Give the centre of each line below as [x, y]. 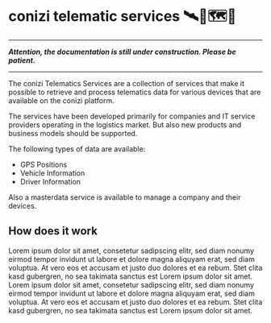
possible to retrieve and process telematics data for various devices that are [135, 92]
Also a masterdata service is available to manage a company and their [125, 197]
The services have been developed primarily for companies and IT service [132, 116]
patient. [22, 60]
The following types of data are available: [77, 149]
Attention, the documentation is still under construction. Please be [122, 52]
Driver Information [50, 181]
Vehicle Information [52, 173]
